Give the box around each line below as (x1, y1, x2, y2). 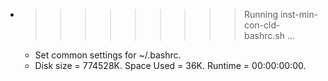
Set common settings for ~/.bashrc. (34, 49, 182, 61)
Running (243, 9, 279, 20)
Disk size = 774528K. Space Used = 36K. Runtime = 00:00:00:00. (34, 60, 307, 71)
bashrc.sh (243, 30, 285, 41)
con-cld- (243, 19, 281, 31)
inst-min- (279, 9, 319, 20)
